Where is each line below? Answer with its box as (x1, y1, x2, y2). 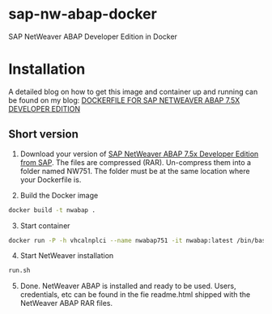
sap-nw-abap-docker (8, 5, 158, 23)
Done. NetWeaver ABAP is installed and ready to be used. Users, (19, 281, 236, 291)
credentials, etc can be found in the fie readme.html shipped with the (19, 290, 251, 299)
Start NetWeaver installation (19, 251, 114, 261)
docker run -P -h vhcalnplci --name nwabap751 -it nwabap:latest (8, 236, 233, 244)
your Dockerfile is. (19, 175, 82, 185)
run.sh (8, 266, 31, 275)
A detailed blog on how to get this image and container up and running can (8, 87, 258, 96)
